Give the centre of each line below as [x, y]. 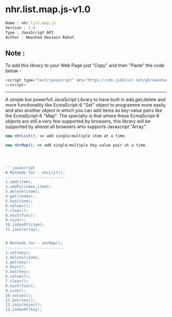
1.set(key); [18, 253]
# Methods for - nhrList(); [35, 173]
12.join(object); [24, 305]
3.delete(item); [23, 192]
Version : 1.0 [20, 28]
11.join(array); [23, 230]
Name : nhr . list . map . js [31, 23]
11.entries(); [20, 300]
